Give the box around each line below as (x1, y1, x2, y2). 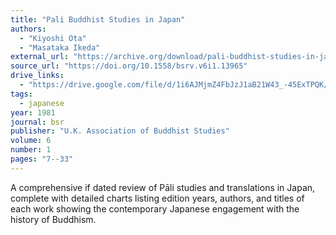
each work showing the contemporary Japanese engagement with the (10, 202, 300, 215)
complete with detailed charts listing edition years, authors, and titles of (10, 192, 305, 204)
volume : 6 (10, 136, 52, 146)
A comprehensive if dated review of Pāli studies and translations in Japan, (10, 181, 316, 193)
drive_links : (10, 71, 65, 81)
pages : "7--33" (10, 154, 74, 164)
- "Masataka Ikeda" (19, 42, 101, 53)
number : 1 (10, 145, 52, 155)
